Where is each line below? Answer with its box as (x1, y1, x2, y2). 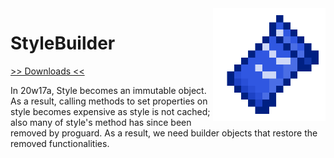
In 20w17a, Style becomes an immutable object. (10, 84, 207, 96)
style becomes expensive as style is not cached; (10, 105, 211, 117)
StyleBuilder (10, 32, 116, 55)
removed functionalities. (10, 137, 110, 149)
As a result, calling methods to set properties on (10, 95, 208, 107)
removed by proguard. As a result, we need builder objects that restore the (10, 127, 318, 139)
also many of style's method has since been (10, 116, 192, 128)
